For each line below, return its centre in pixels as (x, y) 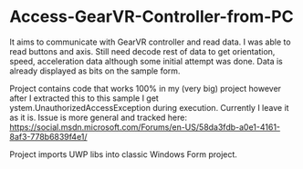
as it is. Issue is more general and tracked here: (98, 117)
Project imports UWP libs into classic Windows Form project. (123, 154)
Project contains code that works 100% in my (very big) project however (145, 88)
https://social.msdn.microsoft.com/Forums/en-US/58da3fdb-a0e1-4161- (145, 127)
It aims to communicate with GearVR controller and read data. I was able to (150, 42)
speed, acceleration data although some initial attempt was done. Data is (146, 61)
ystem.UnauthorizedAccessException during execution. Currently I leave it (149, 107)
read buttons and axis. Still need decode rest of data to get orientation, (142, 51)
